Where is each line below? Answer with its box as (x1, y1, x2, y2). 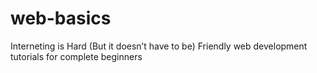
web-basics (10, 7, 112, 30)
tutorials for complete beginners (10, 50, 143, 62)
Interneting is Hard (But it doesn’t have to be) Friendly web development (10, 40, 308, 52)
